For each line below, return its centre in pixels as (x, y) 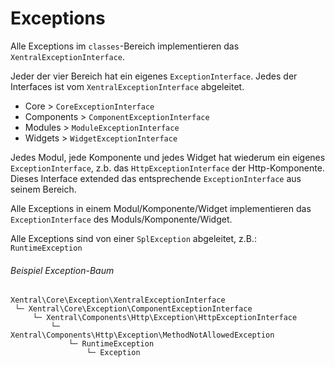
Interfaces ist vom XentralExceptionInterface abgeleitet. (127, 86)
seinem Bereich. (43, 189)
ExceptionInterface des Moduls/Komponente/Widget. (121, 219)
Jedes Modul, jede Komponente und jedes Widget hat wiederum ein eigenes (168, 157)
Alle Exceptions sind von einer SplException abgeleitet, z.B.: (134, 238)
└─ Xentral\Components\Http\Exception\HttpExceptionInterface (165, 318)
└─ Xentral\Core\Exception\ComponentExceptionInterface (133, 309)
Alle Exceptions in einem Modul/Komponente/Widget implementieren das (161, 208)
